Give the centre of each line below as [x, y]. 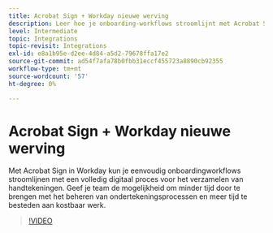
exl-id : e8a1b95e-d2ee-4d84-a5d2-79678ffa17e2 [89, 54]
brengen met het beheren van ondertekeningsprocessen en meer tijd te [128, 196]
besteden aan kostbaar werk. [57, 205]
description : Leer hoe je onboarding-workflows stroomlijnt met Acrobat [134, 24]
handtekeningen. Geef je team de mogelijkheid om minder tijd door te [125, 188]
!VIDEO [40, 221]
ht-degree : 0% [32, 84]
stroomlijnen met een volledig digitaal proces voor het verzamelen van [126, 179]
